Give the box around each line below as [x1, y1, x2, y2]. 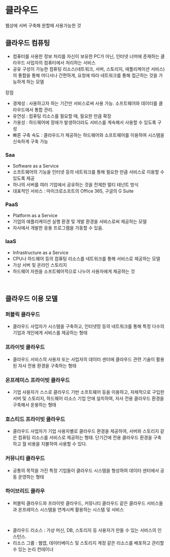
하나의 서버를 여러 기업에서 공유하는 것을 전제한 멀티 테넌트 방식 [12, 181, 139, 188]
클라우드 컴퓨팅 [5, 39, 50, 47]
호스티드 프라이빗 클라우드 [5, 415, 65, 422]
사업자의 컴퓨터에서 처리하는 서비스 [26, 59, 96, 66]
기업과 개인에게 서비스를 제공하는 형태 [12, 330, 88, 336]
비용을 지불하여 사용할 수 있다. [27, 441, 87, 447]
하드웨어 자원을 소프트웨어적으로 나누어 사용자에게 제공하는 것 [12, 268, 135, 274]
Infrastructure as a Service [12, 250, 69, 256]
